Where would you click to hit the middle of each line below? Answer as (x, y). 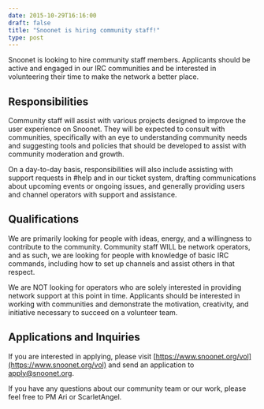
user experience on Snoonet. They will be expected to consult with (117, 129)
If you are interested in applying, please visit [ (82, 356)
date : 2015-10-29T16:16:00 (52, 15)
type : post (26, 38)
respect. (22, 272)
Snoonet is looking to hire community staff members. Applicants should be (129, 60)
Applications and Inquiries (74, 338)
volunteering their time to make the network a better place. (104, 77)
